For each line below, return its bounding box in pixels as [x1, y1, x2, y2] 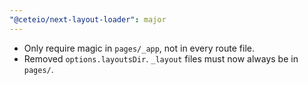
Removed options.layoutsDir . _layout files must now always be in [23, 52, 299, 65]
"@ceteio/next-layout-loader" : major [9, 14, 167, 25]
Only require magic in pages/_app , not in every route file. [23, 42, 255, 54]
